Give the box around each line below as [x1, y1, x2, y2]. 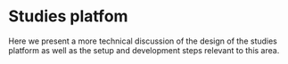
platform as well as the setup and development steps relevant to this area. [8, 44, 280, 55]
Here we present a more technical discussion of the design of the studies [8, 36, 278, 46]
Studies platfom [8, 6, 128, 27]
